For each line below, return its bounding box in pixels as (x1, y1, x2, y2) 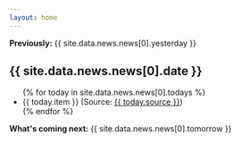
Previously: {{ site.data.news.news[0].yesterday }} (9, 38, 197, 48)
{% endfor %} (21, 106, 74, 117)
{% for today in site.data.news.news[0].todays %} (21, 87, 206, 98)
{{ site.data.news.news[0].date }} (9, 63, 203, 79)
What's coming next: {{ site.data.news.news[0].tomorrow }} (9, 123, 232, 134)
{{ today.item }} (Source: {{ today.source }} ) (21, 97, 183, 107)
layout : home (9, 13, 58, 22)
